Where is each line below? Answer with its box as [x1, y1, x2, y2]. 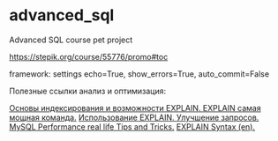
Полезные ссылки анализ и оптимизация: [9, 85, 167, 96]
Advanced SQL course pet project [9, 34, 133, 45]
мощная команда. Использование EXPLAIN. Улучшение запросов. [9, 112, 259, 122]
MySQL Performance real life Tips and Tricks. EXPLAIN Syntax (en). [9, 121, 256, 132]
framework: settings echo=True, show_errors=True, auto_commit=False [9, 68, 270, 79]
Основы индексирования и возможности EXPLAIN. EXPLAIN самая [9, 102, 262, 113]
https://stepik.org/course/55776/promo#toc [9, 51, 169, 62]
